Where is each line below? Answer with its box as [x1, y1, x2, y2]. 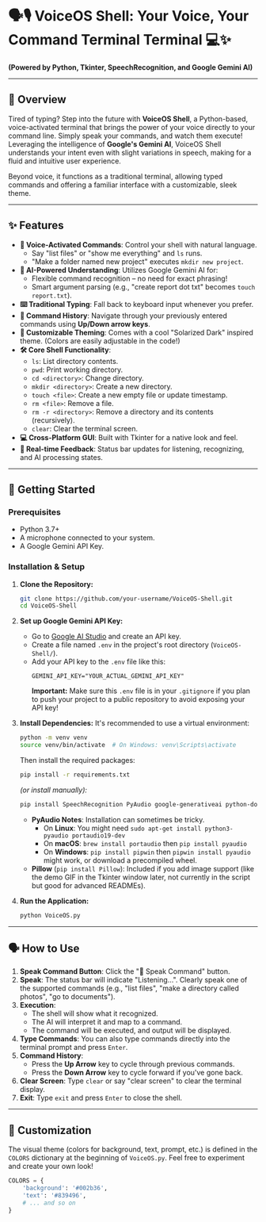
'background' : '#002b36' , [22, 1184, 108, 1193]
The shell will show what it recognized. [31, 1009, 158, 1018]
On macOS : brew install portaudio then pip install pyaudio [43, 838, 248, 848]
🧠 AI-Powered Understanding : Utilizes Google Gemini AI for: [19, 265, 218, 274]
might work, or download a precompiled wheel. [43, 855, 198, 865]
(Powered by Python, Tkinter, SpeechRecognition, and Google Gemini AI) [8, 62, 253, 72]
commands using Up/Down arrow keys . [19, 319, 150, 328]
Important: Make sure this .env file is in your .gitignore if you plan [31, 686, 251, 695]
